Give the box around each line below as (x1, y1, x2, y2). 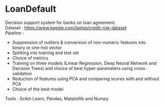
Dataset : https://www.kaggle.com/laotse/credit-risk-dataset (5, 24, 127, 30)
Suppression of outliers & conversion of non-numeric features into (12, 39, 146, 45)
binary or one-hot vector (12, 44, 62, 50)
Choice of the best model (12, 86, 64, 92)
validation (12, 70, 32, 76)
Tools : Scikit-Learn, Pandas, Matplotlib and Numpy (5, 95, 109, 101)
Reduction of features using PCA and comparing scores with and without (12, 76, 160, 82)
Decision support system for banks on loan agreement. (5, 20, 116, 25)
